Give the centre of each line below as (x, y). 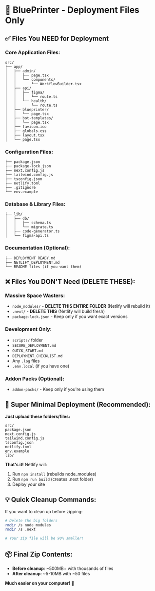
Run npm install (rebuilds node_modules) (54, 474)
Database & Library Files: (35, 204)
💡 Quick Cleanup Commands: (51, 500)
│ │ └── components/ (30, 80)
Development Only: (29, 329)
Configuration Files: (29, 152)
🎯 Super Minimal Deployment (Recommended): (78, 405)
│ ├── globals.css (26, 131)
